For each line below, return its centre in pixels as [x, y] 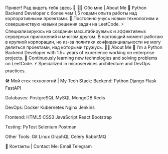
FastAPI [13, 88]
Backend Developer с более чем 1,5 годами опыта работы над [71, 13]
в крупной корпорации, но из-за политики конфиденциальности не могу [83, 42]
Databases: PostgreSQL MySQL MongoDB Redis [55, 98]
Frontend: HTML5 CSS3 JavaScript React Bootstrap [58, 117]
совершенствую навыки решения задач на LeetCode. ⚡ [65, 24]
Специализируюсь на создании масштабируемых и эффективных [76, 31]
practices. [16, 71]
